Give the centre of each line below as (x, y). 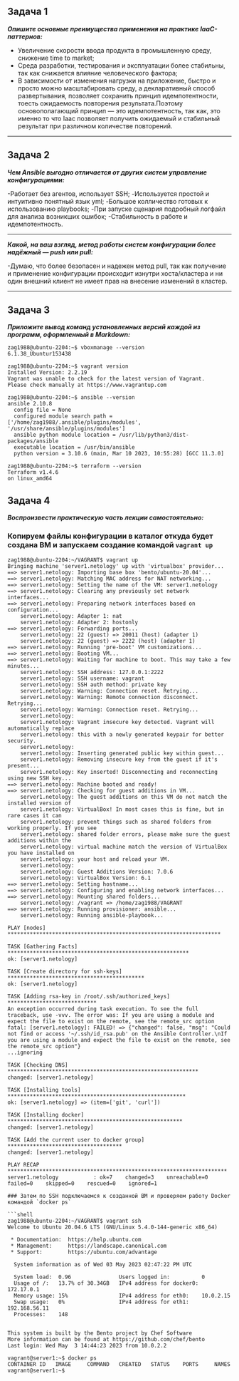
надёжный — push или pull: (51, 252)
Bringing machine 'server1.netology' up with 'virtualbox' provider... (116, 566)
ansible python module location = (65, 435)
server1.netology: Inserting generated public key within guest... (122, 753)
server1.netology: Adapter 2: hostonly (79, 622)
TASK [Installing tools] (44, 1090)
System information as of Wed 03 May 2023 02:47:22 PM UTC (103, 1264)
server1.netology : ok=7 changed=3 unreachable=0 (108, 1177)
